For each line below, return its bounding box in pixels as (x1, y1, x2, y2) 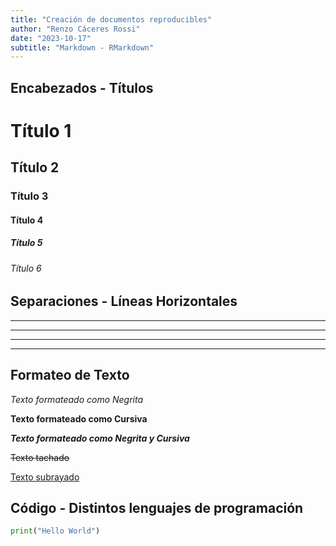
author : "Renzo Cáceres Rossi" (10, 24, 141, 34)
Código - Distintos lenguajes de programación (10, 499, 304, 516)
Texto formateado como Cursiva (10, 412, 148, 425)
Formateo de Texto (10, 367, 130, 384)
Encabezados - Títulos (10, 79, 154, 96)
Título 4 (10, 214, 44, 226)
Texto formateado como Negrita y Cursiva (10, 432, 190, 444)
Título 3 (10, 189, 49, 203)
